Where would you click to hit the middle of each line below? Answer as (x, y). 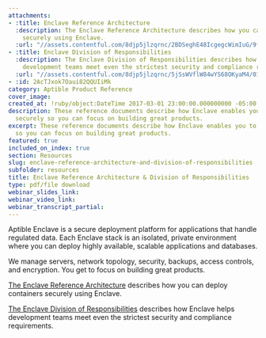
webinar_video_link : (42, 199)
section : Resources (40, 155)
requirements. (31, 326)
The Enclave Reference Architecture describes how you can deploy (118, 285)
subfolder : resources (44, 170)
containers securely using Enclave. (65, 294)
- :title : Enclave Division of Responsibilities (90, 52)
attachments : (30, 15)
